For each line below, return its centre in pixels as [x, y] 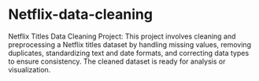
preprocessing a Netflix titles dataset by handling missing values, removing [130, 44]
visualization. [30, 69]
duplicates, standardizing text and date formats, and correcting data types [129, 53]
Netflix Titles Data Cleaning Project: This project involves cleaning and [122, 36]
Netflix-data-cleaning [81, 15]
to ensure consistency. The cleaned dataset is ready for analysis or [117, 61]
